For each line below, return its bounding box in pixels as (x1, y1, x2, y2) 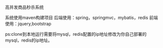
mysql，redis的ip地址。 (5, 37, 52, 43)
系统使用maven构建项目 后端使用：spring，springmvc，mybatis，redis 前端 (5, 15, 158, 21)
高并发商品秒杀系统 (5, 4, 44, 10)
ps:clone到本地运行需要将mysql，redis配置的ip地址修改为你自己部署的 (5, 31, 147, 37)
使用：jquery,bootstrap (5, 21, 51, 26)
